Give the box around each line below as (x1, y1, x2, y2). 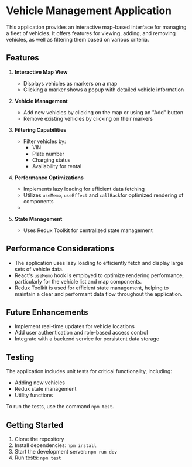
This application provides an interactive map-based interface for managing (6, 23, 187, 30)
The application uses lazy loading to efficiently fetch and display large (14, 259, 183, 266)
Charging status (32, 156, 71, 163)
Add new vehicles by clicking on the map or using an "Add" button (23, 108, 183, 115)
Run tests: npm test (14, 454, 61, 461)
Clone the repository (14, 435, 64, 442)
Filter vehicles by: (23, 138, 66, 145)
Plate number (32, 150, 64, 157)
